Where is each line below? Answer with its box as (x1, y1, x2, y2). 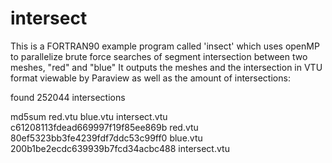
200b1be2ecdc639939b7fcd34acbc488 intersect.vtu (10, 142, 230, 154)
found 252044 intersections (10, 91, 126, 103)
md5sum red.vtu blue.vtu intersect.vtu (10, 110, 168, 122)
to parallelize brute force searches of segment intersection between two (10, 50, 308, 62)
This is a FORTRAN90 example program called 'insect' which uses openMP (10, 40, 320, 52)
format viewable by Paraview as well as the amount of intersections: (10, 72, 291, 84)
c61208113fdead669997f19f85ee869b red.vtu (10, 121, 199, 133)
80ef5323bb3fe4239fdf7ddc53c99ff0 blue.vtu (10, 132, 203, 144)
